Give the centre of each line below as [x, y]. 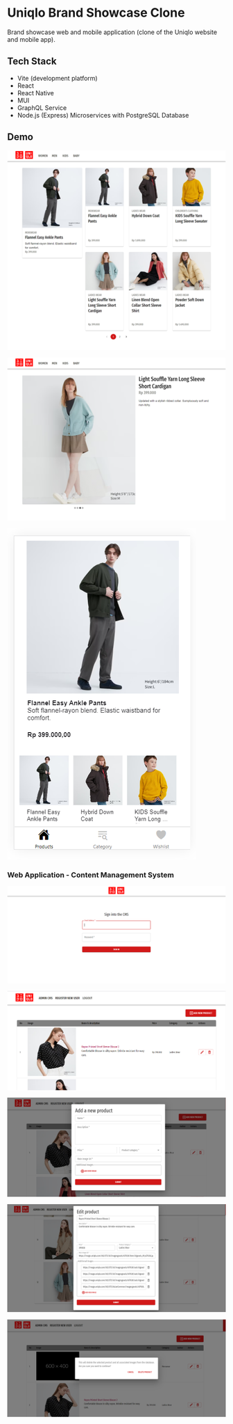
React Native [35, 93]
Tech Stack [32, 62]
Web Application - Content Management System [91, 875]
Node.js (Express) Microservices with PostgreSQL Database [103, 115]
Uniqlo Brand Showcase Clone [96, 13]
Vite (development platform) [58, 78]
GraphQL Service [42, 108]
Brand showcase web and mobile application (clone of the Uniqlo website [112, 32]
